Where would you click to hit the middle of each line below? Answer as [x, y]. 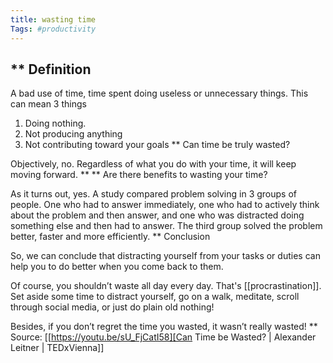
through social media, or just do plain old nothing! [112, 307]
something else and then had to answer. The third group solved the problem [166, 226]
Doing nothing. [55, 123]
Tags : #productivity [53, 29]
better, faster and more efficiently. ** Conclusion [110, 237]
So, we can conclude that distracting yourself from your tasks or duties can [165, 256]
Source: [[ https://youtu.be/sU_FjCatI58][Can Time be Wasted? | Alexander [163, 337]
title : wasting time [53, 19]
